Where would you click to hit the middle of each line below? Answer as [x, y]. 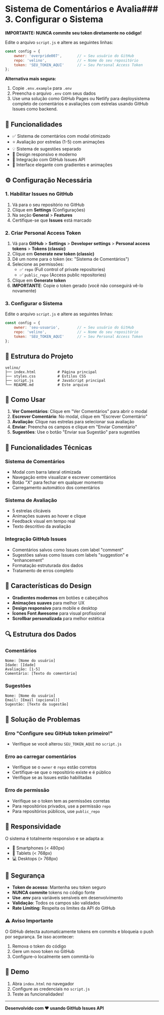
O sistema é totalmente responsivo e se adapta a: [55, 838]
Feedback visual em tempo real [44, 521]
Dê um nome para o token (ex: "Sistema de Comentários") [71, 259]
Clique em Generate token [39, 280]
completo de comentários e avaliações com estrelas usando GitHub [80, 104]
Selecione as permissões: [38, 264]
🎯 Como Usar [25, 400]
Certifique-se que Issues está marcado [52, 220]
